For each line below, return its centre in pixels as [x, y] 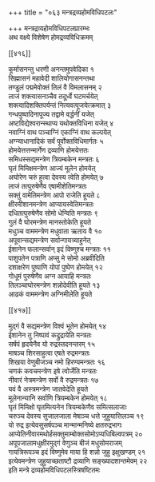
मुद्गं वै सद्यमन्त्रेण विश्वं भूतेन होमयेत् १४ [58, 326]
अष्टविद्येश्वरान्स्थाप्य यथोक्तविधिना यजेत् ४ [61, 123]
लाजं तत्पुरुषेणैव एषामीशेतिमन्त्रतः [48, 186]
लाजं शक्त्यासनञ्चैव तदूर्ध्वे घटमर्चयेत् [53, 96]
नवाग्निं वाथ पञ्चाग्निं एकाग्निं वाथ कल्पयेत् [60, 132]
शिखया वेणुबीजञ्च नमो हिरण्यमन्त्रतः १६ [57, 362]
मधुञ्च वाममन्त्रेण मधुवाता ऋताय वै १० [55, 231]
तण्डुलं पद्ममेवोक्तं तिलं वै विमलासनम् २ [55, 87]
